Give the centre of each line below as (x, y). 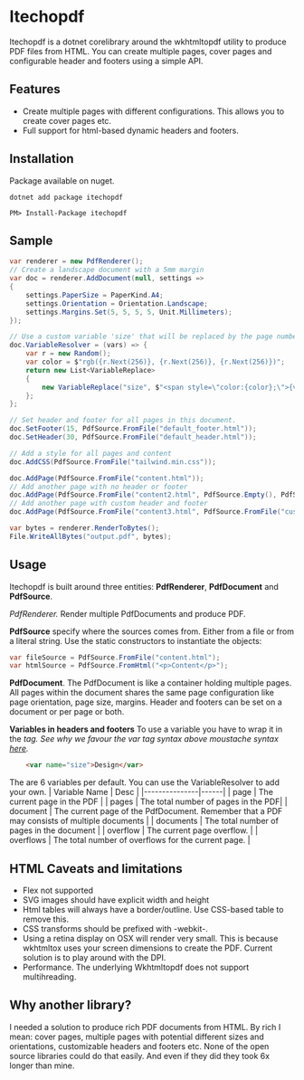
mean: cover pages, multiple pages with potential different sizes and (137, 1037)
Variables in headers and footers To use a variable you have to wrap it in (146, 729)
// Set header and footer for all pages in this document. (123, 421)
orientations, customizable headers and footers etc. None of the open (139, 1046)
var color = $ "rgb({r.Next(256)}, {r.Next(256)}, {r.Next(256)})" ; (155, 362)
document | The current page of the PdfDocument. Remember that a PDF (146, 811)
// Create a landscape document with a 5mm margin (107, 270)
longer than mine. (42, 1066)
